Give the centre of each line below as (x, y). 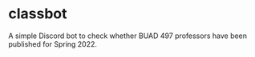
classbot (38, 14)
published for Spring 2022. (53, 44)
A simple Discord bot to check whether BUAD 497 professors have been (127, 36)
